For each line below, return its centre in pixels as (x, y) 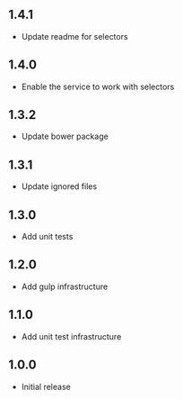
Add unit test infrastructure (71, 336)
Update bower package (65, 136)
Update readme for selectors (74, 36)
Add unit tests (47, 237)
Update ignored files (59, 186)
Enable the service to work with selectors (98, 86)
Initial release (46, 386)
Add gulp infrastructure (65, 286)
